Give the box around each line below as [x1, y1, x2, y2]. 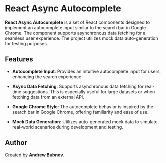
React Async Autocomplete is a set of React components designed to [5, 19, 150, 25]
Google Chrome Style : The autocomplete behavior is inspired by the [12, 103, 154, 110]
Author [5, 138, 27, 147]
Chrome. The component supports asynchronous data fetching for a [5, 30, 146, 36]
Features [5, 55, 33, 64]
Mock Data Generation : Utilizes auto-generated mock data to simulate [12, 118, 158, 125]
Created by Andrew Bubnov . [5, 152, 65, 158]
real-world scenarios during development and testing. [12, 124, 123, 130]
